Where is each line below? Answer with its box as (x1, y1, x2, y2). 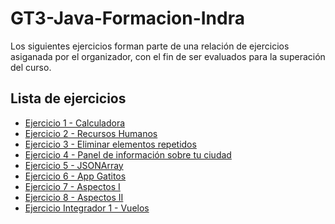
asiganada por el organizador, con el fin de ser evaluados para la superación (10, 50, 326, 62)
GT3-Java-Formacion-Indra (10, 7, 245, 30)
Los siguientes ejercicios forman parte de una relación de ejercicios (10, 40, 290, 52)
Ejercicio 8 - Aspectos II (24, 191, 124, 203)
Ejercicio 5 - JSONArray (24, 159, 124, 171)
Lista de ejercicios (10, 90, 127, 107)
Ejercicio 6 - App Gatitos (24, 170, 127, 182)
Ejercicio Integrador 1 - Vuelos (24, 202, 150, 214)
